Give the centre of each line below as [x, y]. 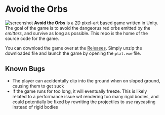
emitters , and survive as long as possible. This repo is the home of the [77, 33]
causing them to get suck [38, 86]
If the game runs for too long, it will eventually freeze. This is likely [80, 91]
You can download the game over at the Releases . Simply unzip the [74, 48]
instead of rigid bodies [35, 107]
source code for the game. [32, 38]
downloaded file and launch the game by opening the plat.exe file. [73, 53]
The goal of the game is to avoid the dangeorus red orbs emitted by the [78, 28]
